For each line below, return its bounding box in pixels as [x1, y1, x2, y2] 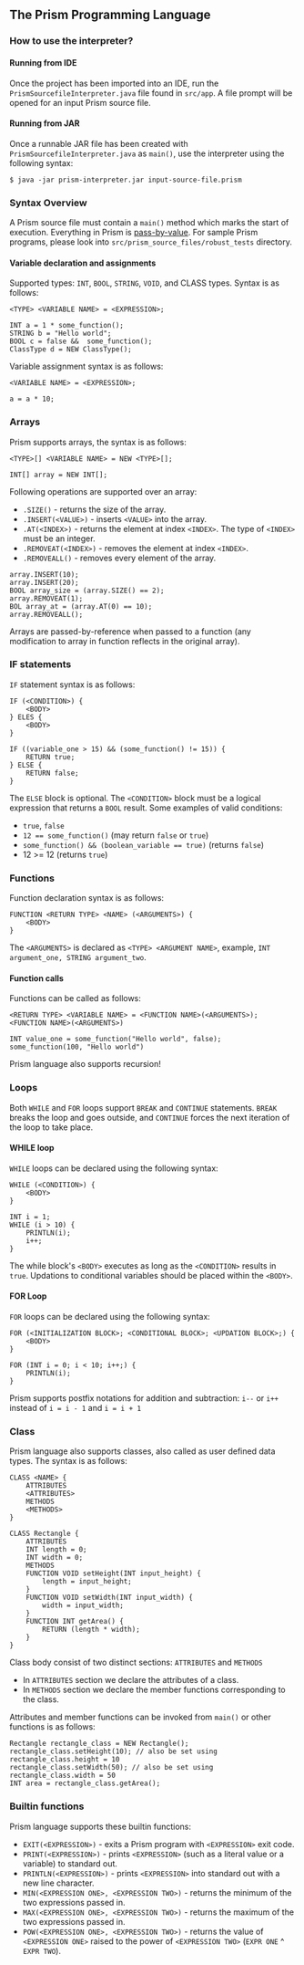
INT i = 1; [9, 1212, 51, 1221]
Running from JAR [9, 118, 80, 129]
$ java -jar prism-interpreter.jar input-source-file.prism [9, 175, 243, 184]
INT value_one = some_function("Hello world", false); [9, 1035, 222, 1044]
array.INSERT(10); [9, 570, 79, 579]
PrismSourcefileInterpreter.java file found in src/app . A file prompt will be [9, 87, 293, 99]
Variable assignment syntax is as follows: [9, 361, 164, 372]
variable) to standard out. [22, 1857, 118, 1869]
